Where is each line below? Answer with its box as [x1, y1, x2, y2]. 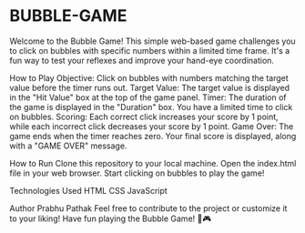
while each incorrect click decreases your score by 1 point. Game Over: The [9, 120, 294, 132]
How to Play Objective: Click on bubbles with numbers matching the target [9, 72, 289, 83]
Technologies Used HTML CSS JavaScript [9, 185, 168, 196]
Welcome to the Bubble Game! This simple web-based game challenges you [9, 35, 296, 46]
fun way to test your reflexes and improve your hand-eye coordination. [9, 55, 275, 66]
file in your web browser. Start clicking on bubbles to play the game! [9, 167, 265, 178]
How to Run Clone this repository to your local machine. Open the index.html [9, 157, 297, 168]
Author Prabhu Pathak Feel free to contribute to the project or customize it [9, 202, 288, 214]
